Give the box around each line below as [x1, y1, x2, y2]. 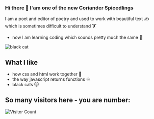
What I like [5, 58, 38, 67]
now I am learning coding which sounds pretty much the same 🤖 [12, 34, 143, 41]
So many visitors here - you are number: [5, 95, 131, 104]
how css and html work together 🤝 [12, 71, 82, 77]
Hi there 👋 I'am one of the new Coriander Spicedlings [5, 4, 134, 11]
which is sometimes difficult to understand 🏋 [5, 23, 97, 29]
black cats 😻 [12, 82, 39, 88]
